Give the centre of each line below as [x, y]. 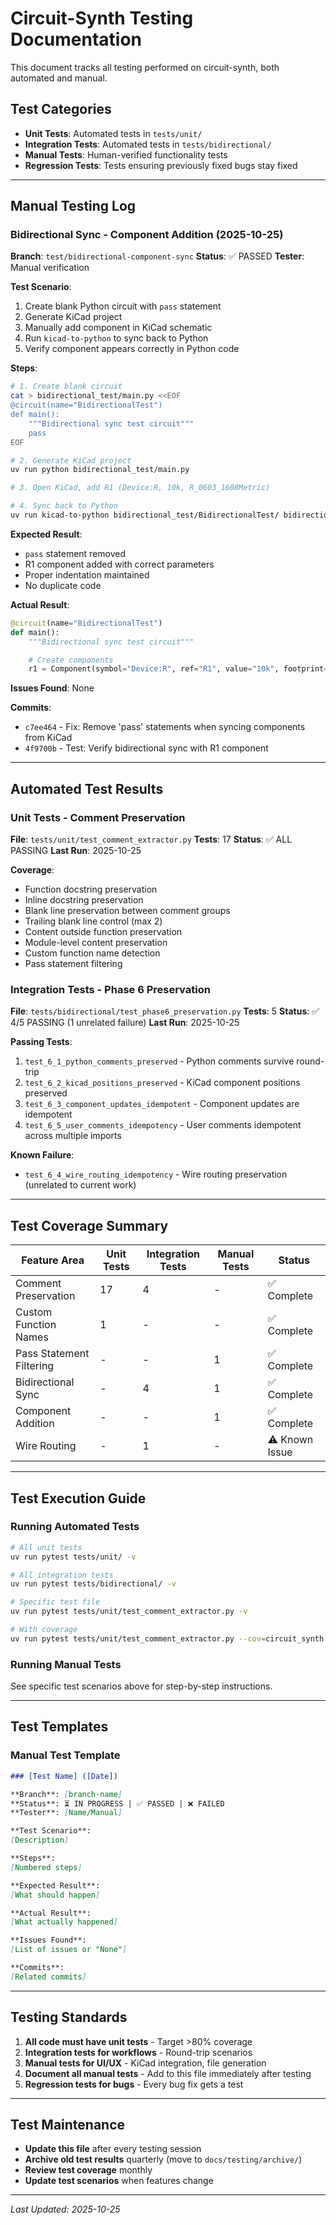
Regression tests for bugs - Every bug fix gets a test [134, 2084]
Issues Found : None [52, 688]
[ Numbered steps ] [46, 1867]
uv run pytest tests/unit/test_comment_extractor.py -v [129, 1612]
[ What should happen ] [55, 1895]
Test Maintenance [68, 2124]
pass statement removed [75, 553]
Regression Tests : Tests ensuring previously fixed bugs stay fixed [161, 165]
